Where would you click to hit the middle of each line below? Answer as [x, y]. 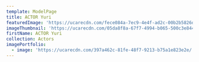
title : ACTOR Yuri [29, 17]
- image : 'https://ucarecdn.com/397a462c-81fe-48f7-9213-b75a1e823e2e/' [103, 50]
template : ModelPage [32, 12]
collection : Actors [30, 39]
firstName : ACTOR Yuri [34, 34]
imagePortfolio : [26, 45]
